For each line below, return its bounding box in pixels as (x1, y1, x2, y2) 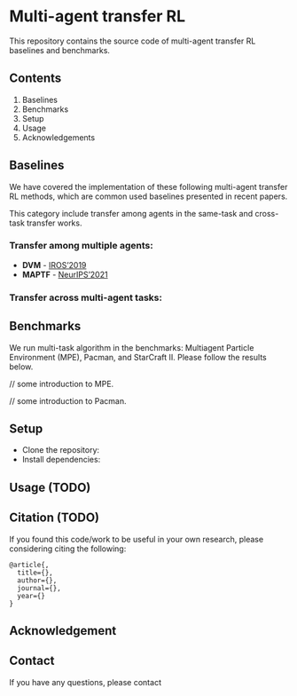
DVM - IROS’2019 (21, 259, 87, 270)
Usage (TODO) (9, 479, 91, 494)
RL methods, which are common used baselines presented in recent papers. (9, 191, 288, 202)
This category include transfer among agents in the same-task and (9, 208, 254, 218)
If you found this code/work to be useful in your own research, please (9, 534, 264, 544)
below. (9, 361, 34, 372)
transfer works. (26, 217, 82, 228)
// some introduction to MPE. (9, 378, 114, 389)
